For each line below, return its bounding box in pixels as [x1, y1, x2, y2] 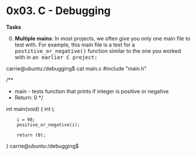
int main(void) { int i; [6, 105, 55, 112]
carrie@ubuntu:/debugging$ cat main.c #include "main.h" [6, 65, 147, 72]
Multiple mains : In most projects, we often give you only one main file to [14, 35, 191, 42]
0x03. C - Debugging [6, 4, 111, 18]
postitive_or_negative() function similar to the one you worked [14, 47, 181, 54]
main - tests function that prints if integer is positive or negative [14, 87, 169, 95]
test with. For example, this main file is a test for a [14, 41, 135, 48]
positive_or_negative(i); [16, 122, 81, 127]
